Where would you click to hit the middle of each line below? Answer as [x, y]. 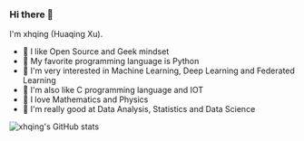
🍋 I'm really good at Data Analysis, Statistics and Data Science [139, 109]
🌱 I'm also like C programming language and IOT [113, 90]
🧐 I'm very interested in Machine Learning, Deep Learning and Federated [158, 70]
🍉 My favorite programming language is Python [111, 61]
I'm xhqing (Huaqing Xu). [56, 34]
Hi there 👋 [32, 14]
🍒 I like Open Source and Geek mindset [96, 52]
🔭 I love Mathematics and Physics [85, 99]
